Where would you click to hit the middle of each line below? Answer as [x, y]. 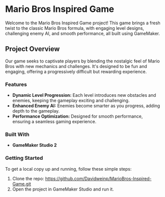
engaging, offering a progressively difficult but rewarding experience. [76, 71]
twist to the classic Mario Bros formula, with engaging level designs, [75, 28]
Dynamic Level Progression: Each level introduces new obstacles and [84, 95]
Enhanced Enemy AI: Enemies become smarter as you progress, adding [86, 106]
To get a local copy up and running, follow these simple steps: [68, 169]
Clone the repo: [28, 178]
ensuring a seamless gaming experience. [54, 122]
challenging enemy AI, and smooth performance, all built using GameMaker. [82, 33]
